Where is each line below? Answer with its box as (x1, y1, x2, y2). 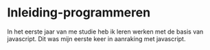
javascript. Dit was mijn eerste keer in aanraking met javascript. (7, 34, 186, 42)
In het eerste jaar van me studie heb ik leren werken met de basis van (7, 27, 204, 36)
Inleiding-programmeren (7, 5, 151, 21)
